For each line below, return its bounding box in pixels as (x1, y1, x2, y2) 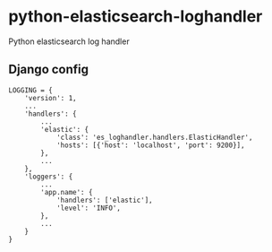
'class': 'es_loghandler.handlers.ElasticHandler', (55, 133, 253, 142)
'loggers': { (24, 172, 73, 181)
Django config (8, 62, 89, 77)
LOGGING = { (8, 85, 53, 95)
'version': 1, (24, 93, 77, 102)
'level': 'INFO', (55, 204, 122, 213)
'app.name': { (40, 187, 93, 196)
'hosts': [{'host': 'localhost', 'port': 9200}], (55, 141, 245, 150)
